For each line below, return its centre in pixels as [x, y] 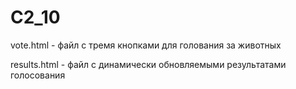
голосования [38, 75]
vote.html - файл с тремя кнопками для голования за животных [146, 45]
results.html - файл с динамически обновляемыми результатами [148, 64]
